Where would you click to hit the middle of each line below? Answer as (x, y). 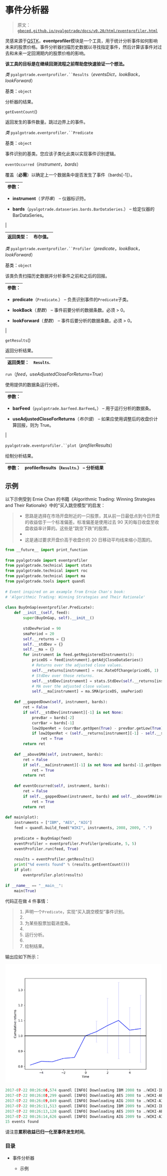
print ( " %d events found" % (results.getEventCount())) (72, 865)
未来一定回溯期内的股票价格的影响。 (51, 53)
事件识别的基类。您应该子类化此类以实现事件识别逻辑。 (62, 153)
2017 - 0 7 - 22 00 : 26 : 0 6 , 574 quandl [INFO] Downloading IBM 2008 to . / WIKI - (82, 1090)
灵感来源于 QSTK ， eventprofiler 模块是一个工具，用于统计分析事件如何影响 (82, 41)
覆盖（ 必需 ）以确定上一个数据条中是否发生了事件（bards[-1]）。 (70, 175)
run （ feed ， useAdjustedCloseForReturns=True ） (55, 374)
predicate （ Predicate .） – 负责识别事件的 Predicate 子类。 (72, 299)
